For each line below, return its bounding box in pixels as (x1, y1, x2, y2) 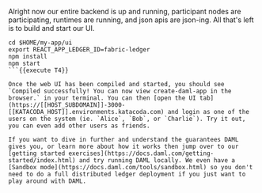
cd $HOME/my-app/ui (8, 39, 73, 47)
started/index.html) (8, 157, 77, 165)
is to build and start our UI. (8, 24, 95, 32)
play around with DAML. (8, 177, 87, 185)
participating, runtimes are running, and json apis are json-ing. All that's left (8, 15, 254, 25)
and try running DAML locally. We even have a (78, 157, 236, 165)
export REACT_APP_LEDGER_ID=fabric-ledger (8, 46, 150, 54)
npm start (8, 59, 41, 67)
